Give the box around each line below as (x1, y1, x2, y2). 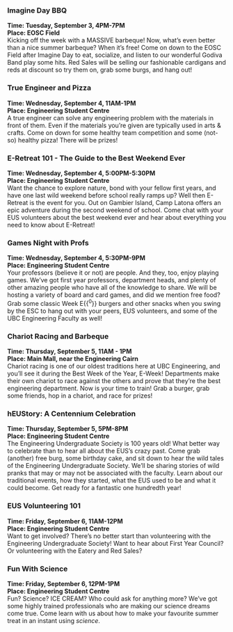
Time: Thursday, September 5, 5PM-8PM (7, 425, 129, 433)
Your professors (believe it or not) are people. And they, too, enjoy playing (7, 268, 219, 277)
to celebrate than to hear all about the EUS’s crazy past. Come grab (7, 447, 200, 455)
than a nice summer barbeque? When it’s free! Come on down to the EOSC (7, 44, 221, 52)
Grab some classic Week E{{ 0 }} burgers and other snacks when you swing (7, 298, 221, 307)
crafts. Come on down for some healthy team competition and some (7, 128, 203, 137)
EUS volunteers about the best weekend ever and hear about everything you (7, 213, 227, 221)
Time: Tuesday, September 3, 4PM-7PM (7, 22, 125, 30)
